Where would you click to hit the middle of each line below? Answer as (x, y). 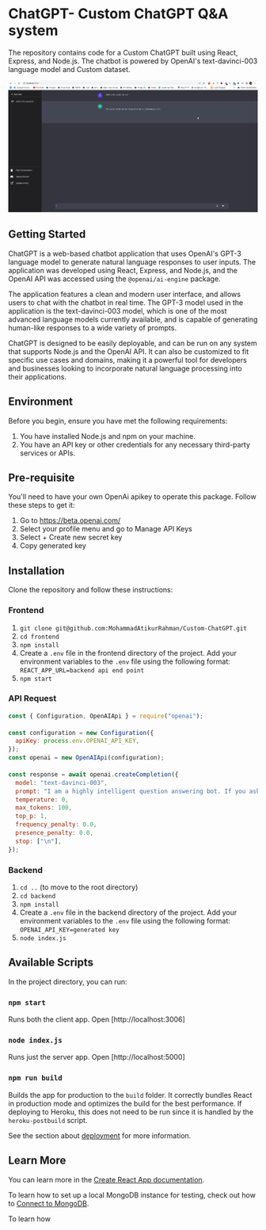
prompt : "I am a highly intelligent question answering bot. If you (131, 791)
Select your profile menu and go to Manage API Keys (106, 529)
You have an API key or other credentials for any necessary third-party (135, 444)
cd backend (38, 896)
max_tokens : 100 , (44, 808)
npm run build (35, 1078)
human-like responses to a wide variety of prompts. (92, 327)
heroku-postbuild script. (48, 1120)
